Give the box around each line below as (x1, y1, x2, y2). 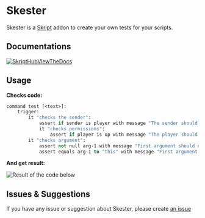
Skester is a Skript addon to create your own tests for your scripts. (6, 24, 173, 31)
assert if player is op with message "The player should (49, 132, 198, 138)
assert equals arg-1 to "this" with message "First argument (38, 149, 198, 155)
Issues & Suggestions (6, 189, 90, 199)
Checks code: (6, 91, 43, 99)
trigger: (17, 109, 40, 115)
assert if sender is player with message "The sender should (38, 120, 198, 127)
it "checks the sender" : (28, 114, 92, 121)
